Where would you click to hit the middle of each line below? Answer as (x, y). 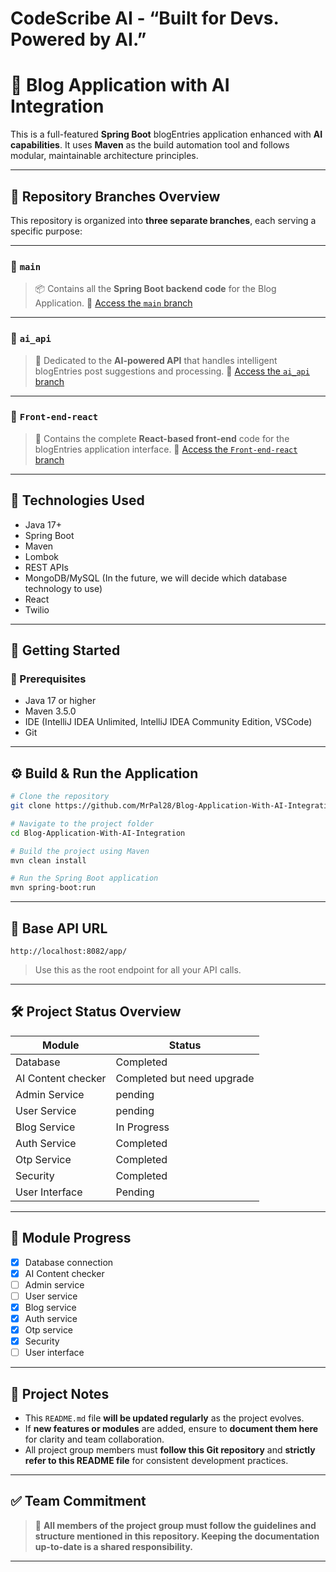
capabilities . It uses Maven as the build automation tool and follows (150, 145)
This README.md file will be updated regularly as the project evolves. (164, 1418)
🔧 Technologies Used (77, 500)
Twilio (37, 609)
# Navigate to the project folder (82, 823)
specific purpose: (46, 231)
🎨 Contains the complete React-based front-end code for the (162, 438)
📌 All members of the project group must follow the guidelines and (175, 1525)
